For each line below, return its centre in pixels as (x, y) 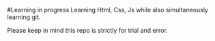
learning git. (24, 17)
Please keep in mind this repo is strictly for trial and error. (88, 30)
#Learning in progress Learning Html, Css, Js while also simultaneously (107, 10)
